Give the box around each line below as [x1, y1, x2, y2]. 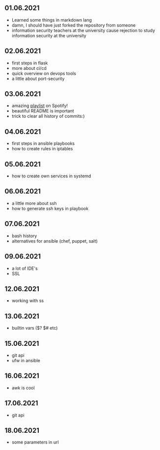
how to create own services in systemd [11, 173, 91, 179]
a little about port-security [11, 76, 65, 82]
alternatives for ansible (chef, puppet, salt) [11, 238, 98, 244]
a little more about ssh [11, 200, 57, 206]
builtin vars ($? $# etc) [11, 325, 58, 331]
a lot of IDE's [11, 265, 38, 271]
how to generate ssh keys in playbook [11, 205, 89, 211]
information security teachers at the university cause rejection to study [11, 27, 156, 33]
